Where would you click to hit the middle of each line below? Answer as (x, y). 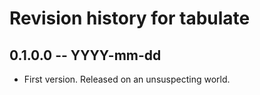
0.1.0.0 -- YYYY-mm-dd (85, 55)
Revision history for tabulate (130, 18)
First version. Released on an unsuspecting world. (127, 79)
